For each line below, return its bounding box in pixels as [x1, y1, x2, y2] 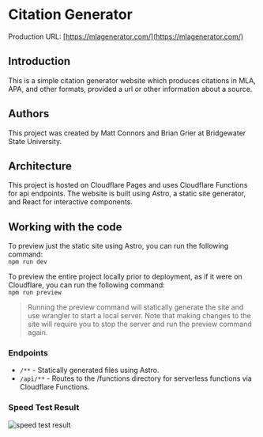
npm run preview [8, 289, 62, 297]
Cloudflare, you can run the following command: [8, 280, 165, 290]
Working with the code [8, 220, 122, 234]
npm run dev [8, 258, 47, 266]
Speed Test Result [8, 402, 80, 413]
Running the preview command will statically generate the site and [27, 302, 244, 312]
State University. [8, 136, 62, 146]
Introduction [8, 55, 71, 68]
